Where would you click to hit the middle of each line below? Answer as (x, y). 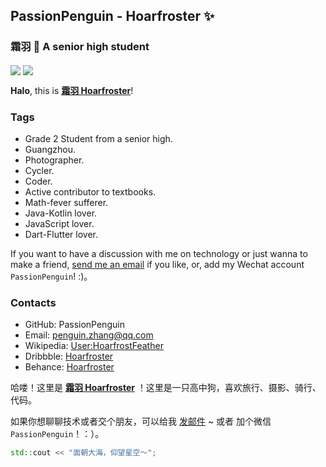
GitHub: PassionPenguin (74, 325)
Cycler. (39, 171)
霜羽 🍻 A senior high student (80, 47)
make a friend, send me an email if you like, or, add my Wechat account (157, 265)
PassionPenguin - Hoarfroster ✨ (112, 16)
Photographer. (54, 160)
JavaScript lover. (59, 224)
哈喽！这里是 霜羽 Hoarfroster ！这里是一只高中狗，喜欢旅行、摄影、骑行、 (166, 388)
